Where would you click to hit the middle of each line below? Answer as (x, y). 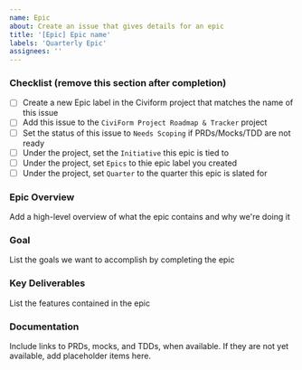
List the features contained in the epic (80, 303)
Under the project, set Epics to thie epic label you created (130, 163)
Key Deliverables (47, 283)
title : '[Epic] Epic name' (60, 34)
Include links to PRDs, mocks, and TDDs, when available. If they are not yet (149, 346)
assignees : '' (36, 52)
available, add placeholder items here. (80, 356)
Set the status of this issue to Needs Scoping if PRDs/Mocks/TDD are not (156, 133)
